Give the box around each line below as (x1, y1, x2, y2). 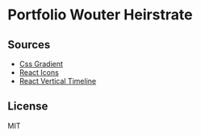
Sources (7, 38, 51, 52)
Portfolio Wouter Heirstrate (7, 6, 193, 24)
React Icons (19, 68, 60, 77)
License (7, 99, 48, 114)
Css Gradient (19, 59, 64, 68)
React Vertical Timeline (19, 77, 97, 85)
